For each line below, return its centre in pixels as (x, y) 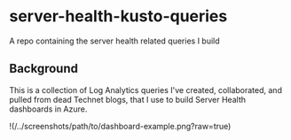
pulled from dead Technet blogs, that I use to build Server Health (128, 99)
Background (43, 69)
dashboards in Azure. (48, 109)
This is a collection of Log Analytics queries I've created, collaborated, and (145, 89)
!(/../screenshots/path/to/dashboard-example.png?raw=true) (120, 126)
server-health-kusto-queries (118, 16)
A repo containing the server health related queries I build (114, 41)
